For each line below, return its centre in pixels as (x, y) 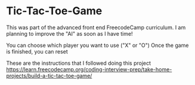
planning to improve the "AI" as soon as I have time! (69, 33)
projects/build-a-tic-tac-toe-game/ (49, 75)
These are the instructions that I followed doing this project (78, 63)
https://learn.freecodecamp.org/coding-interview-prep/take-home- (89, 69)
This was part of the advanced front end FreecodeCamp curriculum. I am (96, 27)
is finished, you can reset (37, 51)
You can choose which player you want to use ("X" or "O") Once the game (97, 45)
